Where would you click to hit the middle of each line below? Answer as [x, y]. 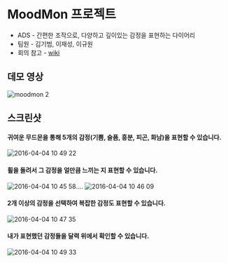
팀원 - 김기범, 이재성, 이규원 [55, 43]
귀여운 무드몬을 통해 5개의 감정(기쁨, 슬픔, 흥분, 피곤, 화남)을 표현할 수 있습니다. [114, 137]
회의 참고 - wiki [38, 53]
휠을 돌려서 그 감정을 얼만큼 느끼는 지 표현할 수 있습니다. [83, 170]
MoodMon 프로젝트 [62, 14]
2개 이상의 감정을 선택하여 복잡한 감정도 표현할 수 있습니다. [87, 203]
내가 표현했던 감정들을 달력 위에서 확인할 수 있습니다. [78, 236]
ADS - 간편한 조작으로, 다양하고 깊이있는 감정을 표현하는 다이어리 [106, 35]
